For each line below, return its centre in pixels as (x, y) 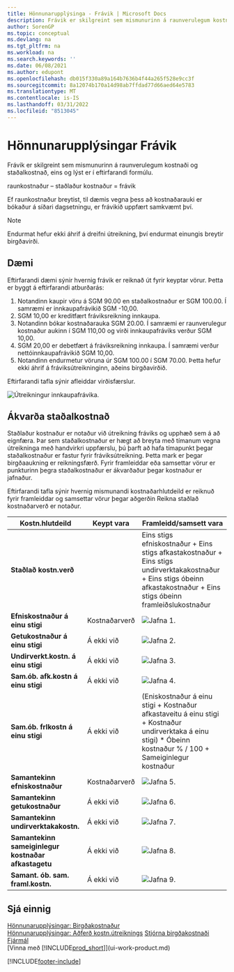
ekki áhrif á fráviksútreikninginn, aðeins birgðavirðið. (92, 368)
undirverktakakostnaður (181, 570)
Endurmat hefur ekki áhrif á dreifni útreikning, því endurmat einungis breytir (116, 234)
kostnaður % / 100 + (176, 749)
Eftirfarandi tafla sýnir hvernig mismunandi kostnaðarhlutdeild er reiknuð (111, 491)
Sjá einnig (29, 909)
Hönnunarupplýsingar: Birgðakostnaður (64, 926)
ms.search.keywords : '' (42, 59)
